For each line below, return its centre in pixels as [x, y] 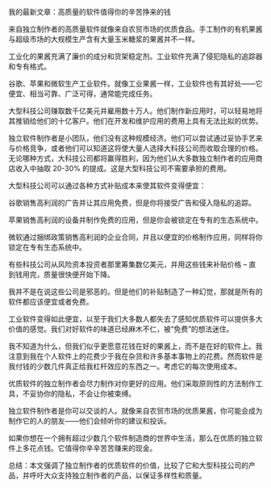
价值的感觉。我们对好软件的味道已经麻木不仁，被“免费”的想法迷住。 [121, 329]
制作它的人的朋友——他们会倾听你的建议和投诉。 [90, 421]
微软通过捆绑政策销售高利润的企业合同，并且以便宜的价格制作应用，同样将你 [135, 237]
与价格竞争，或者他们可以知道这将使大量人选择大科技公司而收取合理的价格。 [135, 148]
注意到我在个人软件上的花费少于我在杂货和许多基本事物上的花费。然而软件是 [135, 356]
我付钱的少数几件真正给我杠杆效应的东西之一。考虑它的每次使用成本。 [125, 366]
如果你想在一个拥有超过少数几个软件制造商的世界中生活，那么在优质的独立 [132, 438]
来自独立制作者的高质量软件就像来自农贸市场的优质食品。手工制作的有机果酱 [135, 29]
